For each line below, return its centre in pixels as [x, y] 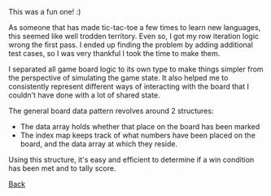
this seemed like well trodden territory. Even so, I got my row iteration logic [133, 36]
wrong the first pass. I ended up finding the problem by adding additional [131, 45]
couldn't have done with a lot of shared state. [84, 95]
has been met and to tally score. [62, 168]
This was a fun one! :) [45, 12]
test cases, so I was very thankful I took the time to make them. [114, 53]
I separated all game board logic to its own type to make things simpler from [136, 69]
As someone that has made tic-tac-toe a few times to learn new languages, [135, 27]
